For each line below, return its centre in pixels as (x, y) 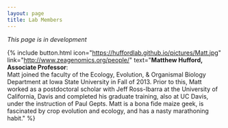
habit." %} (21, 118)
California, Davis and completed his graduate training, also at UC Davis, (108, 96)
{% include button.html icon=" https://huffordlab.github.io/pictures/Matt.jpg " (114, 53)
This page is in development (47, 39)
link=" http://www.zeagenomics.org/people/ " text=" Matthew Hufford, (105, 60)
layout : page (26, 13)
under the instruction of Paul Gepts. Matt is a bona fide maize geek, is (105, 103)
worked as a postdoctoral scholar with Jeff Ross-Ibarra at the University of (113, 89)
